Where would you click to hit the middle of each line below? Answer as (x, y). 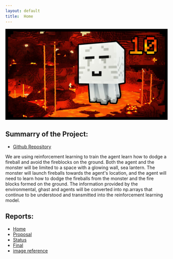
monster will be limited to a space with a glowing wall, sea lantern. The (80, 168)
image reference (30, 251)
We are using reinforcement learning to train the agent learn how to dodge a (86, 156)
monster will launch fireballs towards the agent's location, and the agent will (86, 173)
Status (20, 239)
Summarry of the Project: (47, 134)
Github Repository (32, 146)
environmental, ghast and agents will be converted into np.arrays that (79, 189)
